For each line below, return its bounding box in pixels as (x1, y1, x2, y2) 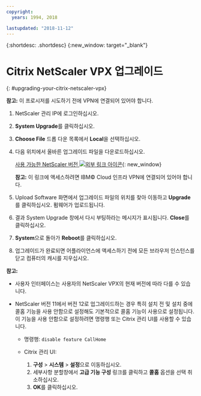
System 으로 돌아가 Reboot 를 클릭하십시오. (14, 235, 117, 242)
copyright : (6, 8, 34, 15)
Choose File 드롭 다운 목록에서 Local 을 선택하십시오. (14, 136, 141, 143)
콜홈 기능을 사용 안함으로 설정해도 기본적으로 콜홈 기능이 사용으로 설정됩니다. (14, 308, 195, 315)
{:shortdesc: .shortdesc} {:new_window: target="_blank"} (6, 41, 148, 49)
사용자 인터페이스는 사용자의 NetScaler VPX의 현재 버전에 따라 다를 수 (14, 280, 180, 287)
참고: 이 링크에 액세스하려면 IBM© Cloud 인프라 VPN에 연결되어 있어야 (14, 173, 182, 181)
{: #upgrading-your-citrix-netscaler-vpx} (6, 85, 107, 92)
